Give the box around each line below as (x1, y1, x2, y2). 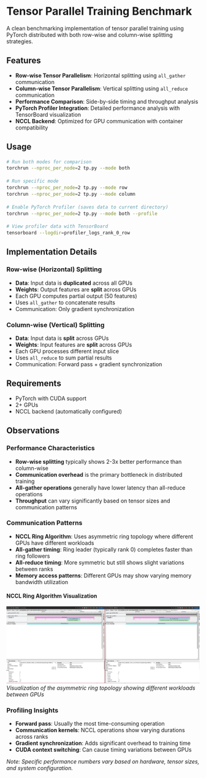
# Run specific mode (6, 178, 59, 185)
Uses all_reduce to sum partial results (15, 354, 112, 361)
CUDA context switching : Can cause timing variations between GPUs (15, 746, 192, 753)
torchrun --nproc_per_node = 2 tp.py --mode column (6, 191, 136, 197)
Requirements (6, 379, 61, 389)
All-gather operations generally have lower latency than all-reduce (15, 483, 186, 491)
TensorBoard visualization (15, 110, 82, 118)
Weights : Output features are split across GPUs (15, 285, 137, 293)
